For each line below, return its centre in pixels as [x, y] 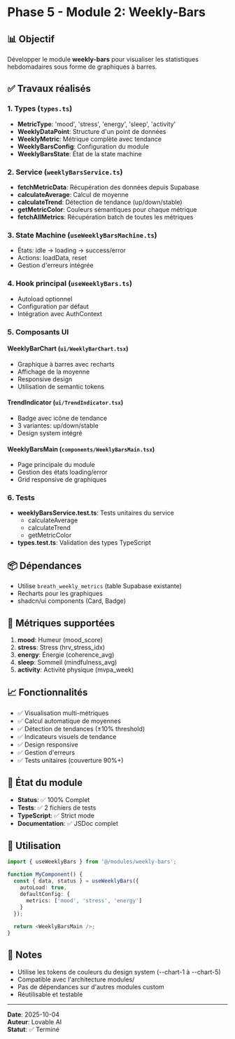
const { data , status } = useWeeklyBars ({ [76, 881]
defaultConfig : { [45, 894]
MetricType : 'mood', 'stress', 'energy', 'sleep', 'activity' [97, 124]
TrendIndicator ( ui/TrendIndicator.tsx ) [65, 402]
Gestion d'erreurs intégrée [55, 265]
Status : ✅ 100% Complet [54, 799]
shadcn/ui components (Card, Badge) [71, 601]
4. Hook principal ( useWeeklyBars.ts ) [70, 283]
